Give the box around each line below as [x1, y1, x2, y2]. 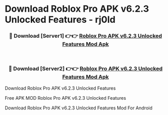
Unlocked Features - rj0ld [5, 14, 116, 25]
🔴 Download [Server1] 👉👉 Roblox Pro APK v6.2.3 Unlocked [9, 33, 162, 40]
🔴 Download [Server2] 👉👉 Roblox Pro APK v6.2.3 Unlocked [8, 65, 163, 72]
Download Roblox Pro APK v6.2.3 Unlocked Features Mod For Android [5, 105, 153, 111]
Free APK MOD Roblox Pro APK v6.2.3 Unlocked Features [5, 95, 127, 101]
